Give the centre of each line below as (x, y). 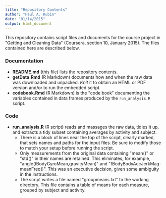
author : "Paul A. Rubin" (31, 14)
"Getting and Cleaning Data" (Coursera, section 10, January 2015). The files (82, 43)
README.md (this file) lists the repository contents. (65, 72)
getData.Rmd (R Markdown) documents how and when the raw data (82, 77)
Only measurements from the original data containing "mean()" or (87, 153)
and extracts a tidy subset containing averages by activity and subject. (84, 132)
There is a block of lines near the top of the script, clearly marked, (87, 137)
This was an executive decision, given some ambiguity (104, 169)
